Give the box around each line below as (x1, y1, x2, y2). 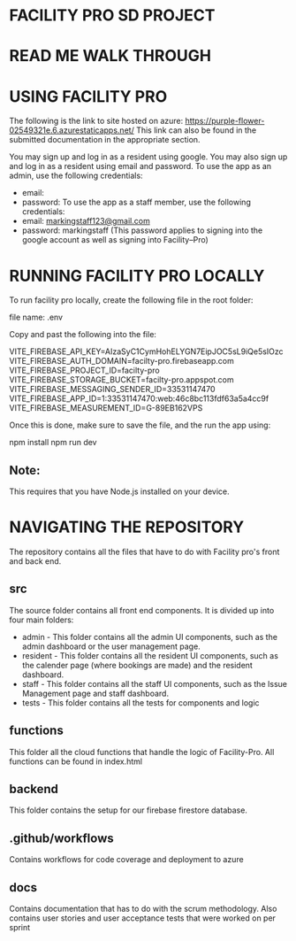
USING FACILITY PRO (9, 86, 168, 106)
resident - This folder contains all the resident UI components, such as (21, 650, 278, 660)
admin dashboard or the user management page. (21, 641, 201, 652)
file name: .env (9, 312, 64, 323)
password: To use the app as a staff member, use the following (21, 197, 252, 208)
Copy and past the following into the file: (9, 329, 157, 340)
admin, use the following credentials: (9, 170, 143, 181)
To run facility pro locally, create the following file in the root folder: (9, 295, 254, 305)
